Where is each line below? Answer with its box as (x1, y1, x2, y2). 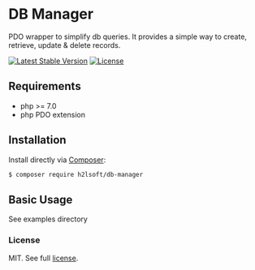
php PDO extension (19, 109, 85, 119)
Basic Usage (8, 192, 73, 207)
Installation (8, 133, 67, 147)
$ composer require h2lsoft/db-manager (8, 170, 144, 178)
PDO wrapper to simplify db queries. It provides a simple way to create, (8, 32, 248, 41)
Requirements (8, 79, 81, 93)
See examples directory (8, 214, 88, 224)
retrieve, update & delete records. (8, 40, 121, 49)
